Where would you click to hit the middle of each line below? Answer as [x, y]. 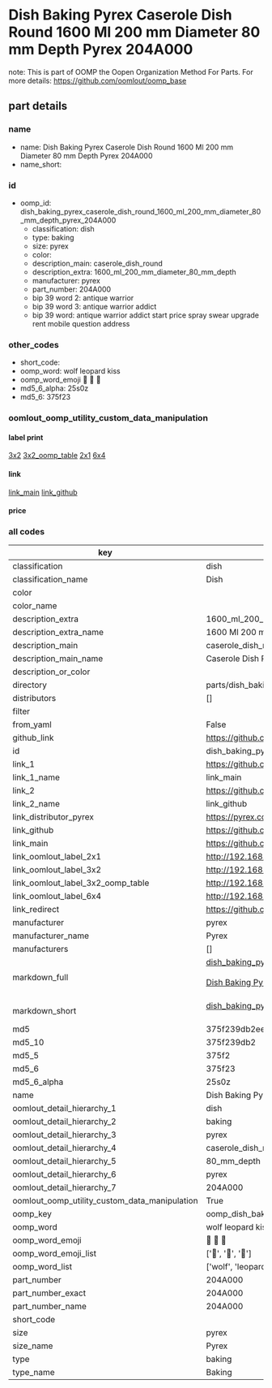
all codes [27, 532]
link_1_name [36, 777]
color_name [35, 606]
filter [21, 711]
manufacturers [40, 949]
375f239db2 [231, 1043]
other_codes [34, 344]
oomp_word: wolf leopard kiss [70, 371]
